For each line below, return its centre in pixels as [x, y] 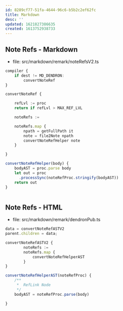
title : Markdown [22, 15]
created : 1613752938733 [30, 29]
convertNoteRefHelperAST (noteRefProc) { [49, 275]
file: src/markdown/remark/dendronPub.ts [56, 220]
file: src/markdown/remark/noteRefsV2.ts [56, 61]
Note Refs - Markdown [42, 49]
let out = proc [30, 173]
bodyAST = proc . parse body [43, 168]
